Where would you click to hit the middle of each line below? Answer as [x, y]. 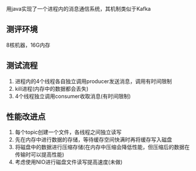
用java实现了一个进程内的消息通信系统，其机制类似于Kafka [79, 9]
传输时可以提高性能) [39, 155]
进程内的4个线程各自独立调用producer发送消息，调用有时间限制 [93, 81]
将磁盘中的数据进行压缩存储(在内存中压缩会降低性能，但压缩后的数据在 [102, 147]
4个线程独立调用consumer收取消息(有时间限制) [73, 96]
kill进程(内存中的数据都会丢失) [51, 88]
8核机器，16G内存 [28, 45]
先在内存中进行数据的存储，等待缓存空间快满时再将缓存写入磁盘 [93, 140]
